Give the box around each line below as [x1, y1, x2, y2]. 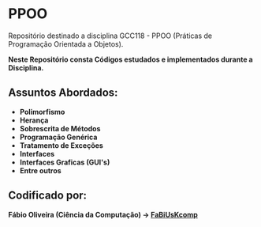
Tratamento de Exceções [19, 140, 104, 150]
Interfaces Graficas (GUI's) [19, 157, 110, 167]
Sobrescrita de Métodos [19, 123, 101, 133]
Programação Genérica [19, 132, 98, 142]
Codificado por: [8, 189, 88, 202]
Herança [19, 115, 49, 125]
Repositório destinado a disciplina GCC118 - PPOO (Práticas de [8, 31, 213, 40]
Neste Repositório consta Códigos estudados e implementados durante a [8, 55, 254, 64]
